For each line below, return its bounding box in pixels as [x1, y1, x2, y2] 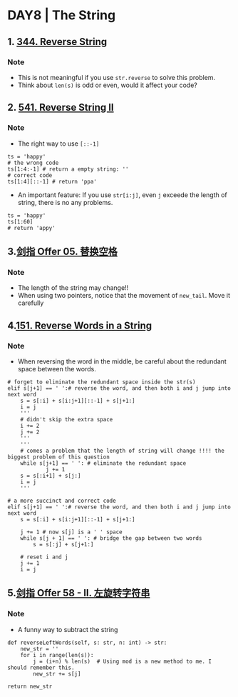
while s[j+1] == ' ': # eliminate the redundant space [20, 459, 187, 467]
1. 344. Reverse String [7, 36, 108, 48]
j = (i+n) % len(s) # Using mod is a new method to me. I [33, 658, 212, 665]
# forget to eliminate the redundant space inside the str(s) [7, 378, 196, 386]
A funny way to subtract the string [17, 625, 118, 633]
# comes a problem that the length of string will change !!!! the [20, 447, 224, 454]
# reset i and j [20, 553, 69, 561]
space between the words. [17, 364, 96, 373]
